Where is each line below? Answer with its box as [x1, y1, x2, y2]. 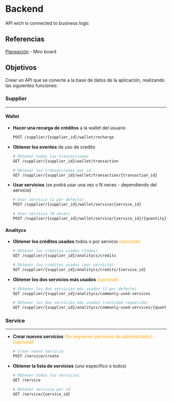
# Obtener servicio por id [12, 387, 71, 392]
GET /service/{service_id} [12, 391, 71, 397]
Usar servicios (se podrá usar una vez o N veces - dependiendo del [12, 182, 157, 188]
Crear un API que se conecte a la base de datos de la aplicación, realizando [5, 77, 165, 83]
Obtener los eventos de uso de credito [12, 144, 96, 150]
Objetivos [5, 64, 37, 72]
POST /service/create [12, 354, 59, 359]
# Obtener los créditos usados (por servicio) [12, 262, 114, 267]
